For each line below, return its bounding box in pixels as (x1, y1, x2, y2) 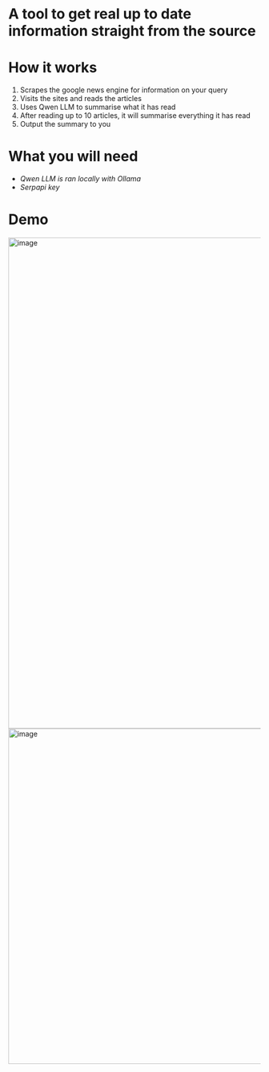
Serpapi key (19, 182, 60, 193)
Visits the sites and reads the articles (19, 94, 143, 104)
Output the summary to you (19, 120, 111, 129)
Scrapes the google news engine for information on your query (19, 85, 228, 95)
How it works (8, 59, 98, 77)
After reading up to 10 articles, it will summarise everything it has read (19, 111, 251, 120)
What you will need (8, 148, 139, 165)
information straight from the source (8, 22, 256, 40)
